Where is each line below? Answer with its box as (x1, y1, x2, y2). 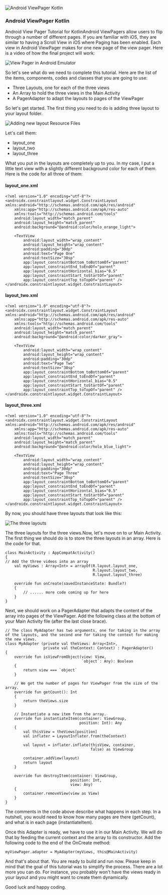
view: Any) (70, 782, 93, 787)
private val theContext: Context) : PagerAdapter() (43, 645, 154, 650)
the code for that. (5, 540, 41, 546)
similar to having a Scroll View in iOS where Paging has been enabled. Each (5, 39, 161, 45)
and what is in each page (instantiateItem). (5, 819, 94, 825)
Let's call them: (5, 130, 37, 136)
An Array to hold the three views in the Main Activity (12, 90, 120, 96)
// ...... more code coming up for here (23, 589, 109, 595)
